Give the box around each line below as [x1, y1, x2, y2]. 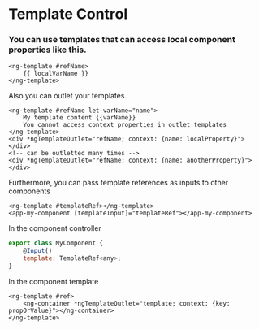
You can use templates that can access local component [8, 34, 235, 46]
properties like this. [8, 44, 87, 55]
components [8, 186, 51, 196]
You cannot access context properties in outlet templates [23, 121, 227, 129]
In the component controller [8, 224, 101, 233]
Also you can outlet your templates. [8, 91, 127, 101]
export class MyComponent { [8, 239, 104, 248]
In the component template [8, 276, 99, 286]
